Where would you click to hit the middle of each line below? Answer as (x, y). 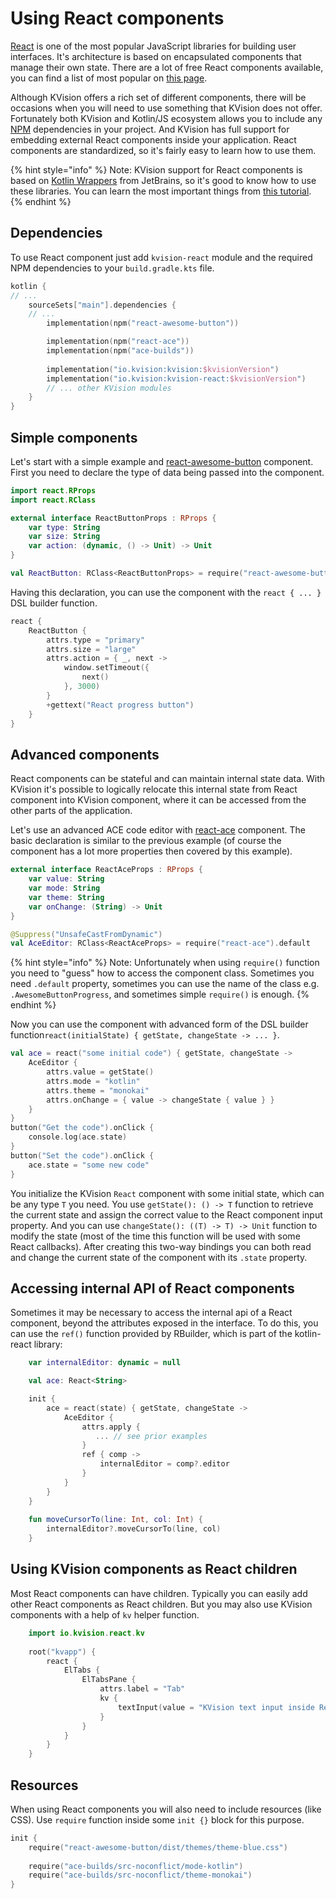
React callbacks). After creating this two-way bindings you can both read (161, 1246)
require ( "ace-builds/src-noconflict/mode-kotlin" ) (136, 1866)
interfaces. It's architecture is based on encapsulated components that (156, 56)
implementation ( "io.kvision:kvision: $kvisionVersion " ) (163, 369)
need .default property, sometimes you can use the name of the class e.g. (165, 984)
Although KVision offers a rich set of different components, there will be (158, 97)
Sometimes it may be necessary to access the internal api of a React (151, 1313)
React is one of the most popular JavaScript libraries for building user (153, 46)
